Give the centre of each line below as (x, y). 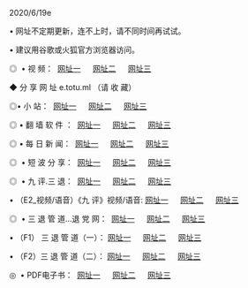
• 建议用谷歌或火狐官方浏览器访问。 (74, 49)
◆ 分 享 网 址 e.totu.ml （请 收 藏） (73, 87)
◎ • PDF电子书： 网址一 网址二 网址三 (90, 275)
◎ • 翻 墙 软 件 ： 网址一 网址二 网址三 (90, 125)
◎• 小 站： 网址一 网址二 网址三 (78, 106)
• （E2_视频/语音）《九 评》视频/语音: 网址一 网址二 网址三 (124, 200)
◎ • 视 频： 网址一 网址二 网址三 (80, 68)
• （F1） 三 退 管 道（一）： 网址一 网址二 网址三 (105, 237)
